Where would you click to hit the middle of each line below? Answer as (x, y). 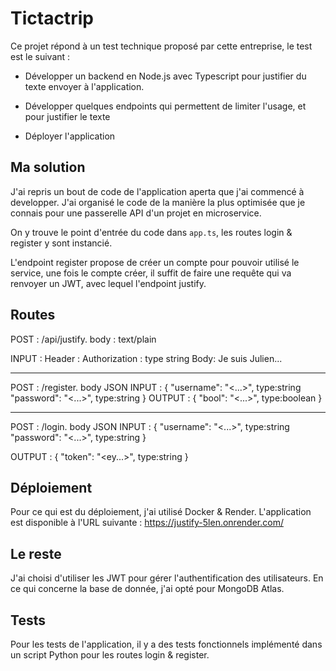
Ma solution (48, 167)
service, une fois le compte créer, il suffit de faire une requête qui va (151, 273)
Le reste (36, 553)
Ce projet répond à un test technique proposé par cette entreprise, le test (161, 46)
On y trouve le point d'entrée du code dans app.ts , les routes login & (151, 232)
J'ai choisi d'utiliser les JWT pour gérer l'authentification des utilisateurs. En (167, 578)
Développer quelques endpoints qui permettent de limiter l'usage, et (165, 106)
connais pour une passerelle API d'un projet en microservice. (136, 213)
